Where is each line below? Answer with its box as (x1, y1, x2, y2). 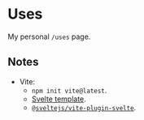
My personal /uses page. (7, 32, 91, 41)
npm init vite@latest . (31, 85, 107, 95)
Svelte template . (31, 94, 86, 104)
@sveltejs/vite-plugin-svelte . (31, 102, 137, 112)
